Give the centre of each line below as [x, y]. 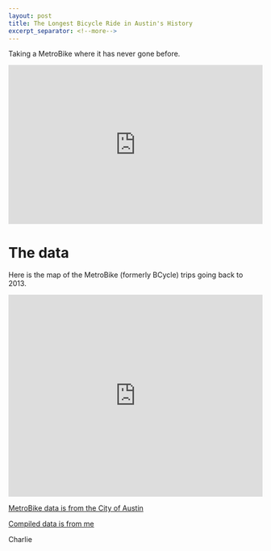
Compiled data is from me [51, 524]
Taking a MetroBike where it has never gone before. [94, 54]
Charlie [20, 540]
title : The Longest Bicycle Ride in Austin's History [101, 23]
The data [39, 252]
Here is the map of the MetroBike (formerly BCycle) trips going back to [126, 275]
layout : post [30, 16]
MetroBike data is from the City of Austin [76, 508]
